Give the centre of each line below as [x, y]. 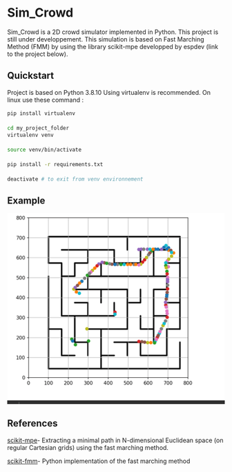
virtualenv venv [30, 135]
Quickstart [31, 76]
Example [26, 200]
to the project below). [38, 54]
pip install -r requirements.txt [55, 164]
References [32, 424]
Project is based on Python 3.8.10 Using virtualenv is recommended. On [109, 92]
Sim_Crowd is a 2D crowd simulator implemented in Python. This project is [113, 32]
